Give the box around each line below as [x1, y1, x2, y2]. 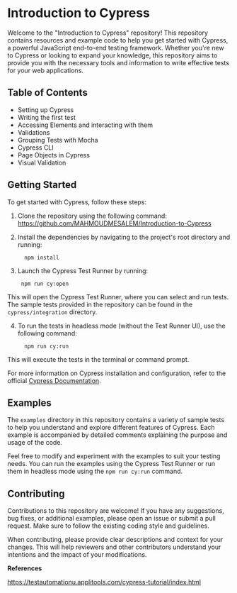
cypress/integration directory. [7, 307, 98, 316]
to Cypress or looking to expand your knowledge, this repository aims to [7, 51, 218, 60]
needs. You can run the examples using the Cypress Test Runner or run [7, 460, 216, 468]
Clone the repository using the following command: [17, 211, 168, 220]
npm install [24, 254, 59, 261]
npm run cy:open [21, 280, 69, 287]
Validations [17, 128, 50, 136]
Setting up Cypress [17, 105, 74, 114]
